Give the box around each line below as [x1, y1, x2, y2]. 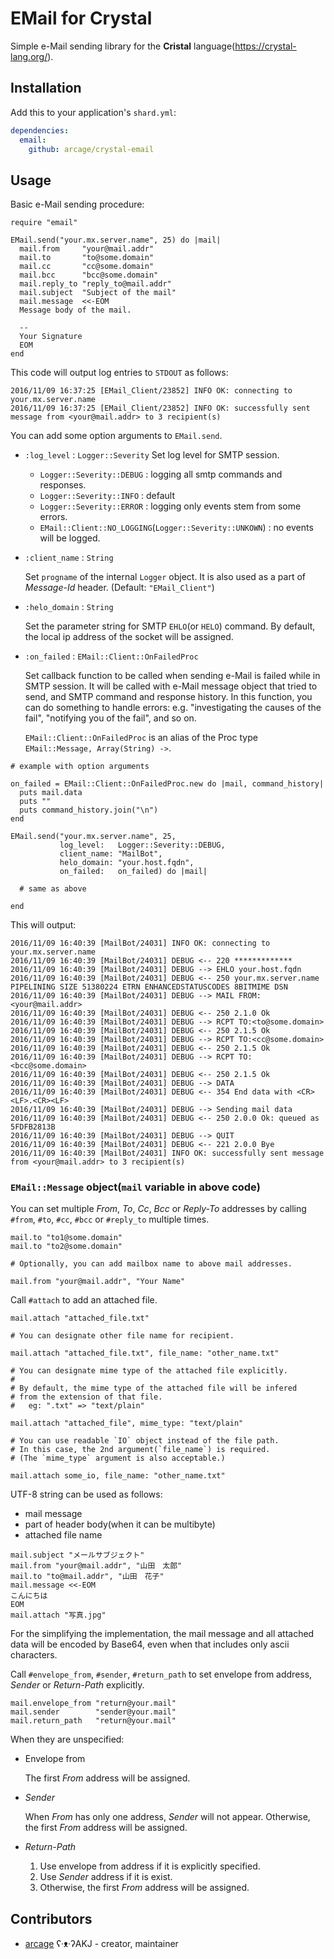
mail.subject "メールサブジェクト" [10, 1550, 145, 1561]
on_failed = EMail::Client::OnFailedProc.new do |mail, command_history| [10, 779, 325, 789]
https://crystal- [234, 40, 297, 52]
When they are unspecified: [10, 1733, 125, 1746]
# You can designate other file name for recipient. [10, 1331, 235, 1341]
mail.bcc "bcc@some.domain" [19, 270, 159, 281]
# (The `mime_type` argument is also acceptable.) [10, 1453, 226, 1464]
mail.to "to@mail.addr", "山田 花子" [10, 1572, 165, 1582]
